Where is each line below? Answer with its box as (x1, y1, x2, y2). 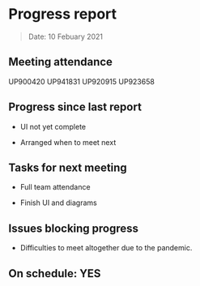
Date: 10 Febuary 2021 (28, 32, 104, 41)
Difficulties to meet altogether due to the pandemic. (19, 243, 193, 253)
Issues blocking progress (8, 221, 139, 235)
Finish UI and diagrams (19, 198, 97, 207)
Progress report (8, 5, 117, 23)
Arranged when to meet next (19, 137, 117, 147)
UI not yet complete (19, 122, 87, 131)
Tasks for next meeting (8, 160, 127, 174)
